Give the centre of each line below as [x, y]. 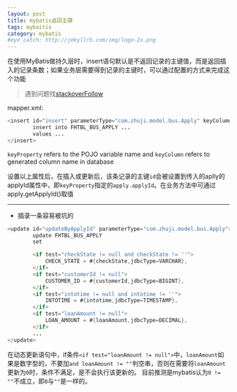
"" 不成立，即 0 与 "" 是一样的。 [49, 381]
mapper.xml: [25, 108]
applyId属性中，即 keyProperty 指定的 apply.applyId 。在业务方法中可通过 [112, 185]
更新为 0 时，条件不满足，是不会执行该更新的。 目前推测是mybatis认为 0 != [114, 372]
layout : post [26, 14]
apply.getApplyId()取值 [41, 194]
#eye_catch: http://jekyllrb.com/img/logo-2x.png [82, 40]
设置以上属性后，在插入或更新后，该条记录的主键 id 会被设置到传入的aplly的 [116, 176]
